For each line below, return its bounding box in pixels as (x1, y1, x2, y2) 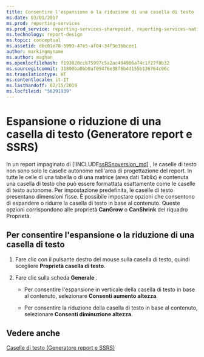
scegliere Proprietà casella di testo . (15, 262, 106, 269)
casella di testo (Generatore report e (6, 127, 192, 141)
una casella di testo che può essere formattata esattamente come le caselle (6, 180, 195, 187)
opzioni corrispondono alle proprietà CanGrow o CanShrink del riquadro (6, 205, 188, 213)
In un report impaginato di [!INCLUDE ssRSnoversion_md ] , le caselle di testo (6, 160, 197, 168)
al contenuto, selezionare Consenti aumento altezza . (24, 292, 158, 299)
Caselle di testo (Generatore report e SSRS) (6, 344, 115, 352)
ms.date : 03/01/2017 (6, 15, 59, 21)
